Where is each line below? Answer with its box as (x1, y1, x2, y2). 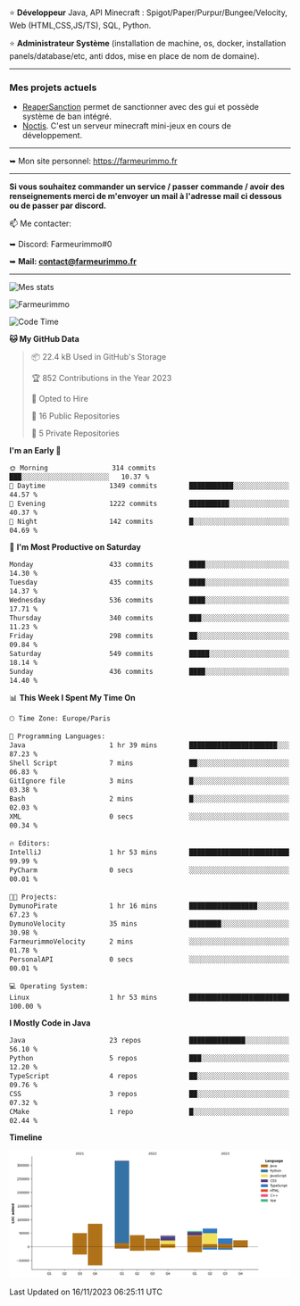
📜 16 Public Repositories (30, 411, 121, 421)
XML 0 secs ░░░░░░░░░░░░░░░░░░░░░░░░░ (9, 812, 290, 821)
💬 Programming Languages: (9, 732, 105, 741)
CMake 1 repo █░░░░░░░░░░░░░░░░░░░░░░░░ (9, 1108, 290, 1117)
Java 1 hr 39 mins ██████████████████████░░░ (9, 741, 290, 750)
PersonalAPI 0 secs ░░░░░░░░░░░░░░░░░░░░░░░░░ (9, 955, 290, 964)
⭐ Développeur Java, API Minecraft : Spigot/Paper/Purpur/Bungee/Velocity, (9, 7, 287, 18)
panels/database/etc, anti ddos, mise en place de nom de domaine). (9, 51, 260, 61)
